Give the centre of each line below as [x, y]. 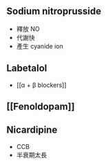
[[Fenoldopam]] [41, 107]
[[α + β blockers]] [41, 85]
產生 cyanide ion [40, 46]
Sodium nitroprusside [54, 11]
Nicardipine [32, 130]
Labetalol [27, 68]
